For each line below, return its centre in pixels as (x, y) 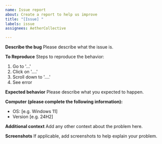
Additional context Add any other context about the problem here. (74, 126)
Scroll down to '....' (32, 77)
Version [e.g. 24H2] (33, 117)
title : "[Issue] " (24, 19)
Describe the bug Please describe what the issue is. (59, 47)
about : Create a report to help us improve (51, 14)
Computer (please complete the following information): (64, 102)
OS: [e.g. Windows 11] (35, 111)
